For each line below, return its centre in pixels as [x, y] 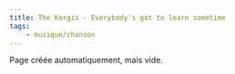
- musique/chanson [61, 34]
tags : [20, 26]
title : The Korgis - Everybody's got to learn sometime [117, 18]
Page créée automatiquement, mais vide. [87, 60]
